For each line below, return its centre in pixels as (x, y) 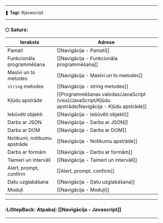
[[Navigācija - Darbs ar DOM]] (91, 130)
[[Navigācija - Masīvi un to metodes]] (100, 75)
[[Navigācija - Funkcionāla (87, 58)
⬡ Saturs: (16, 30)
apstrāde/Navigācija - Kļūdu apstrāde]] (102, 107)
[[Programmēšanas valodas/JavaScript (101, 94)
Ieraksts (30, 42)
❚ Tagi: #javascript (24, 12)
